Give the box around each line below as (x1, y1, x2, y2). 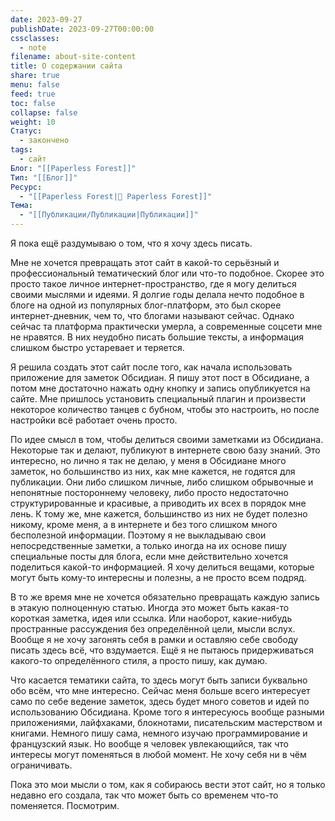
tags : (10, 145, 33, 155)
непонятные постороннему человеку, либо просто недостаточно (10, 487, 289, 498)
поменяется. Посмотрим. (10, 800, 120, 811)
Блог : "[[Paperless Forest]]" (10, 163, 137, 173)
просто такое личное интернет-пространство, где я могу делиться (10, 278, 297, 290)
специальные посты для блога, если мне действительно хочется (10, 551, 289, 562)
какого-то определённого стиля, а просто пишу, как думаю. (10, 655, 268, 666)
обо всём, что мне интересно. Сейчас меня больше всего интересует (10, 685, 311, 696)
